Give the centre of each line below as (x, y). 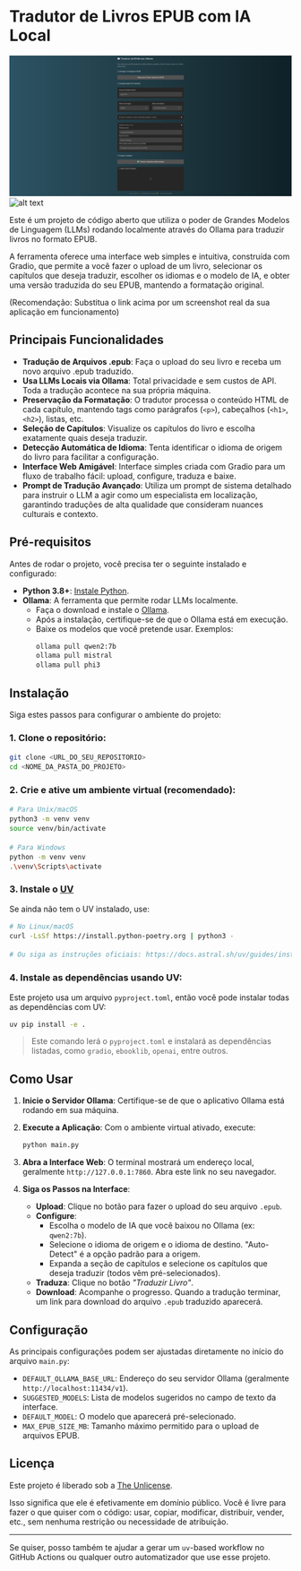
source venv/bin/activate (57, 829)
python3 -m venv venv (50, 819)
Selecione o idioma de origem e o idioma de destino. (146, 1245)
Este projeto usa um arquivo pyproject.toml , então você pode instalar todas (149, 997)
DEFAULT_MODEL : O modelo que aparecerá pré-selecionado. (129, 1416)
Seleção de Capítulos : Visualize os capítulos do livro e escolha (138, 428)
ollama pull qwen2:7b (76, 646)
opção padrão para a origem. (146, 1254)
